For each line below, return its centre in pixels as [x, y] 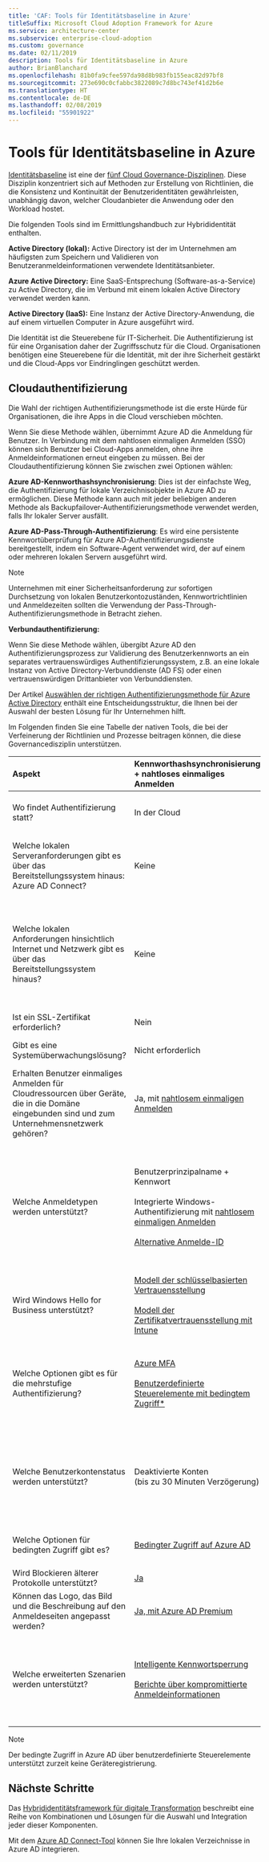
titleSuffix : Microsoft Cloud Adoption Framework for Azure [111, 23]
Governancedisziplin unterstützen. [65, 744]
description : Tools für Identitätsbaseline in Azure [98, 61]
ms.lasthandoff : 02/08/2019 [55, 105]
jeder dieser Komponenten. [53, 1825]
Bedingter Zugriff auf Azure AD [192, 1544]
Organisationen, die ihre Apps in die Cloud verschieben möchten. [116, 416]
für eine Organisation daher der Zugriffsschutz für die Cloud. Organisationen [134, 346]
